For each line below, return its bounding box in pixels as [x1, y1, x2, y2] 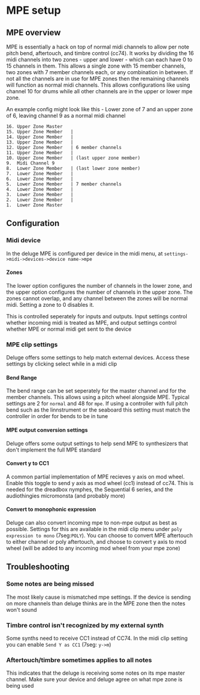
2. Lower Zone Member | [6, 197, 74, 203]
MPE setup [6, 4, 61, 17]
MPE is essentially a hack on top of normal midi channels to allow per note [6, 43, 190, 50]
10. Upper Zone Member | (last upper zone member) [6, 155, 141, 161]
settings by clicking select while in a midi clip [6, 360, 117, 368]
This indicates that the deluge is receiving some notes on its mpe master [6, 669, 186, 676]
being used [6, 682, 34, 690]
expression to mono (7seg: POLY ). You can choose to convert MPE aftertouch [6, 532, 193, 539]
